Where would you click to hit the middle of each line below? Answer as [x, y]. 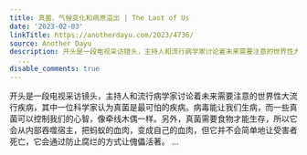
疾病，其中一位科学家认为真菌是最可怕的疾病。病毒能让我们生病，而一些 [153, 107]
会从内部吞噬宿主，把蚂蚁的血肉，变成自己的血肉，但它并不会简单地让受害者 [153, 129]
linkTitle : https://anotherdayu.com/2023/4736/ [102, 35]
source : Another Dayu [51, 43]
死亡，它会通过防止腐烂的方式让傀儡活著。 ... [95, 141]
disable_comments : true [55, 69]
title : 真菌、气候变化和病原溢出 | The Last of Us [100, 18]
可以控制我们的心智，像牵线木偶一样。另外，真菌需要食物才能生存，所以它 [157, 119]
